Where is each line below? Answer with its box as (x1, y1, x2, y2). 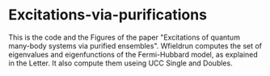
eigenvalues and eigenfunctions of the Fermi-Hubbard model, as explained (8, 49, 259, 59)
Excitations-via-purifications (8, 6, 208, 24)
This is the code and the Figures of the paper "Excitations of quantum (8, 32, 241, 42)
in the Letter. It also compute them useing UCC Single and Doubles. (8, 58, 233, 68)
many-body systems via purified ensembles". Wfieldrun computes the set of (8, 40, 263, 50)
